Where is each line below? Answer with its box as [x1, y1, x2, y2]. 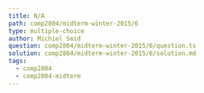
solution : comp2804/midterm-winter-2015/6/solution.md [8, 49, 197, 57]
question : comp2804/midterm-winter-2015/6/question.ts [8, 42, 197, 50]
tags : [8, 57, 27, 66]
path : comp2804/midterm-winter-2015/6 [8, 19, 139, 27]
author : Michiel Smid [8, 34, 81, 43]
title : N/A [8, 11, 45, 20]
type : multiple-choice [8, 27, 85, 35]
